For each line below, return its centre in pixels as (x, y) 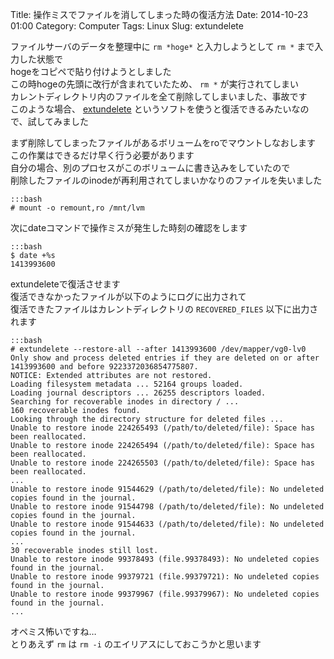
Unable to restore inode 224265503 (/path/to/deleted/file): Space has (162, 463)
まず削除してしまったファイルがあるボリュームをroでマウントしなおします (163, 142)
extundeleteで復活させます (65, 284)
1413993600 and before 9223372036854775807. (104, 367)
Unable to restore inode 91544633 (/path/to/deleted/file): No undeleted (167, 524)
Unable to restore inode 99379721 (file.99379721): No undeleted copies (165, 577)
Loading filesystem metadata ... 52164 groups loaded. (127, 384)
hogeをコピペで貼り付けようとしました (91, 71)
